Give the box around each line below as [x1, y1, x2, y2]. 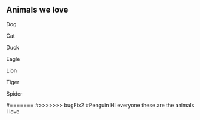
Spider [6, 90, 23, 97]
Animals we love [6, 5, 69, 15]
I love [6, 107, 20, 115]
